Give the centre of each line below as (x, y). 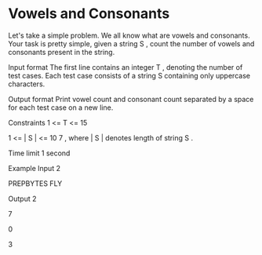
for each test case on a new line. (61, 107)
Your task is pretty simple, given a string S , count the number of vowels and (131, 43)
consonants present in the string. (62, 52)
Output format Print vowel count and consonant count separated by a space (131, 99)
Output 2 (22, 199)
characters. (27, 84)
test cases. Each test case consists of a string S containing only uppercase (129, 75)
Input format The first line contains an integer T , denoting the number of (126, 67)
